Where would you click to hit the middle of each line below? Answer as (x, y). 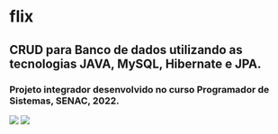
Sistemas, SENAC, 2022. (64, 101)
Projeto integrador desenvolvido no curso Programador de (139, 89)
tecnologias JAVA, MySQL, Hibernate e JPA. (135, 63)
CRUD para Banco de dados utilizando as (126, 50)
